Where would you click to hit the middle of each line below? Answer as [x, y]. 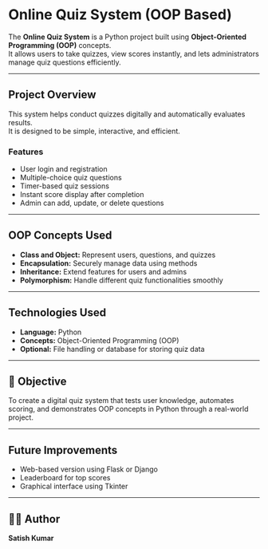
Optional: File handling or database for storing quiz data [112, 349]
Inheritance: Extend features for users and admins [103, 271]
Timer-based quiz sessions [65, 186]
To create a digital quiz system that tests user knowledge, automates [121, 401]
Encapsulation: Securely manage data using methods [108, 263]
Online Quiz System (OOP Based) [120, 15]
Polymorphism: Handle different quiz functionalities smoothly [121, 280]
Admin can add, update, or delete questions [92, 203]
